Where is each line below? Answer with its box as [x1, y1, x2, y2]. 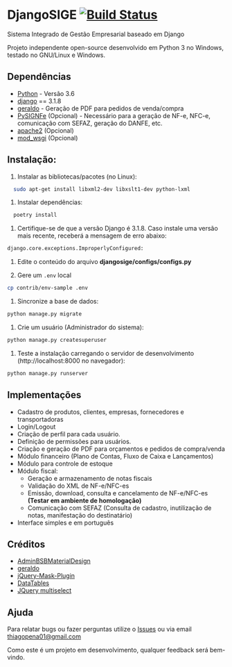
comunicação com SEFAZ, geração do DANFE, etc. [17, 119, 163, 127]
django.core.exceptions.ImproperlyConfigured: [7, 245, 144, 252]
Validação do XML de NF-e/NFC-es [27, 481, 130, 490]
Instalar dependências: [17, 198, 83, 206]
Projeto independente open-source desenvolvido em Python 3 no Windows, [7, 43, 224, 51]
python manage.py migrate [7, 311, 82, 318]
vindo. [7, 653, 26, 661]
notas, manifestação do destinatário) [27, 511, 133, 519]
